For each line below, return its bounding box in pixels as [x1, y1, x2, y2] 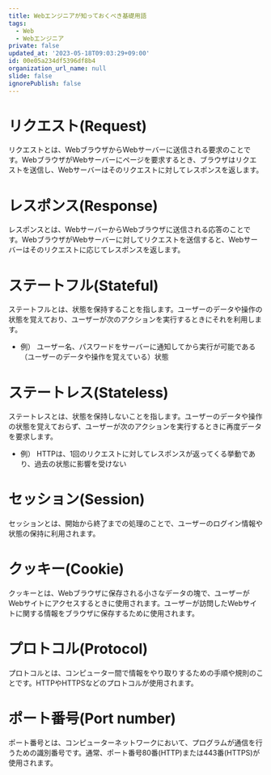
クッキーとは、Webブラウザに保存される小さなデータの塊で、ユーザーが [8, 588, 250, 598]
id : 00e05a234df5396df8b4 [8, 57, 95, 65]
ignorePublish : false [8, 79, 82, 87]
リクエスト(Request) [8, 116, 147, 135]
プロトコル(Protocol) [8, 640, 148, 659]
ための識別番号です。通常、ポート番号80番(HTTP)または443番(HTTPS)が [15, 748, 260, 757]
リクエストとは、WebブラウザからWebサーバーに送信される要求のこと [8, 145, 244, 154]
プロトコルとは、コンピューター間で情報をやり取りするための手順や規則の [8, 668, 256, 678]
